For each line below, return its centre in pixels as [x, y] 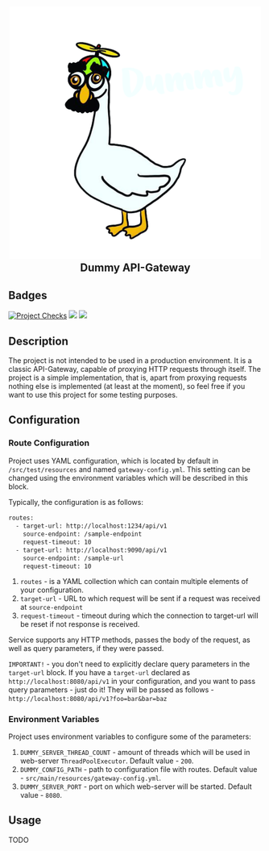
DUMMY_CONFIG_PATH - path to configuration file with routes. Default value [139, 769]
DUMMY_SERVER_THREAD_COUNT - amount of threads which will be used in [135, 752]
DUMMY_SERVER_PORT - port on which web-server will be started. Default [136, 786]
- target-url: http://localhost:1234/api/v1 [91, 526]
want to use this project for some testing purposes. [93, 395]
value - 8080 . [41, 795]
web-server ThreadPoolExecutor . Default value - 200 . [107, 761]
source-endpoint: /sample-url [74, 558]
